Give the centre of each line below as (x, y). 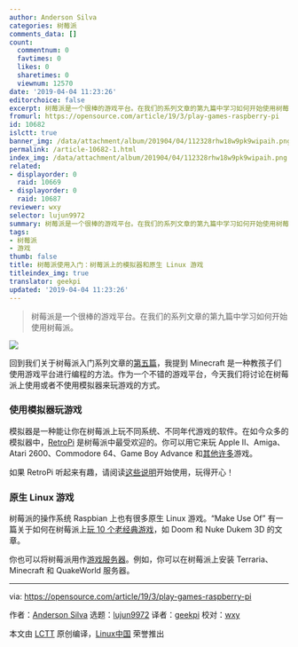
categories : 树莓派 (43, 26)
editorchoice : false (47, 100)
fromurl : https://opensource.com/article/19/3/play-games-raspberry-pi (144, 116)
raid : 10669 (39, 183)
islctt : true (33, 133)
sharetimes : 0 (43, 75)
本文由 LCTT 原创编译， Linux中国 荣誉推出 (87, 634)
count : (21, 42)
